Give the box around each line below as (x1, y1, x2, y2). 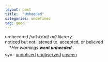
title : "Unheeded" (5, 12, 45, 16)
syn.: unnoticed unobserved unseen (5, 52, 77, 58)
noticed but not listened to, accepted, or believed (5, 39, 103, 45)
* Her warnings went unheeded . (9, 45, 74, 51)
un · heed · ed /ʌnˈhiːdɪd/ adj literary (5, 34, 72, 40)
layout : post (5, 7, 31, 12)
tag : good (5, 20, 25, 26)
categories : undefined (5, 16, 51, 21)
